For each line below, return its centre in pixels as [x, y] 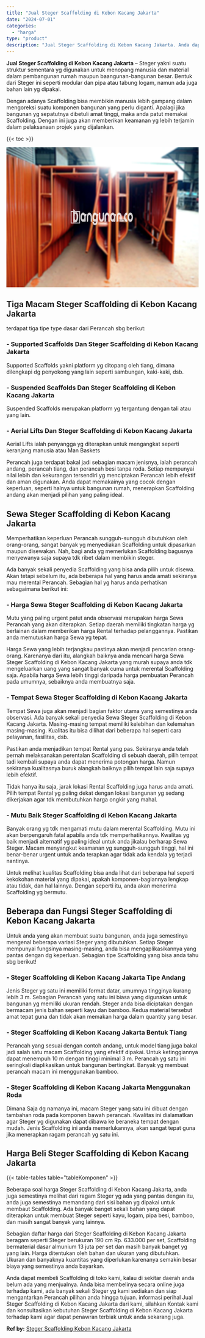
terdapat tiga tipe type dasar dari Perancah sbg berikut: [76, 328]
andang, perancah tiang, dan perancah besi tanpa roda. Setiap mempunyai [100, 469]
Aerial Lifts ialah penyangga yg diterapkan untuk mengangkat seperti [93, 444]
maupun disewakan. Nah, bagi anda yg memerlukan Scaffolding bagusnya [100, 551]
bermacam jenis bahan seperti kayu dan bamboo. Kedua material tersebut [99, 1010]
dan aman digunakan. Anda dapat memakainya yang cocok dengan [91, 482]
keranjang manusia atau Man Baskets [53, 450]
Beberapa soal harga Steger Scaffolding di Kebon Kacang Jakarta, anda [97, 1190]
